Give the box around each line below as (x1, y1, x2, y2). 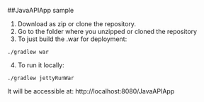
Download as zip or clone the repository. (17, 20, 137, 28)
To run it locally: (17, 61, 65, 69)
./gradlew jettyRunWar (7, 74, 74, 81)
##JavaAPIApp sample (7, 6, 74, 14)
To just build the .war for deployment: (17, 35, 127, 43)
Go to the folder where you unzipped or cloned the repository (17, 28, 197, 35)
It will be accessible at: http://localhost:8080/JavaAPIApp (7, 87, 175, 95)
